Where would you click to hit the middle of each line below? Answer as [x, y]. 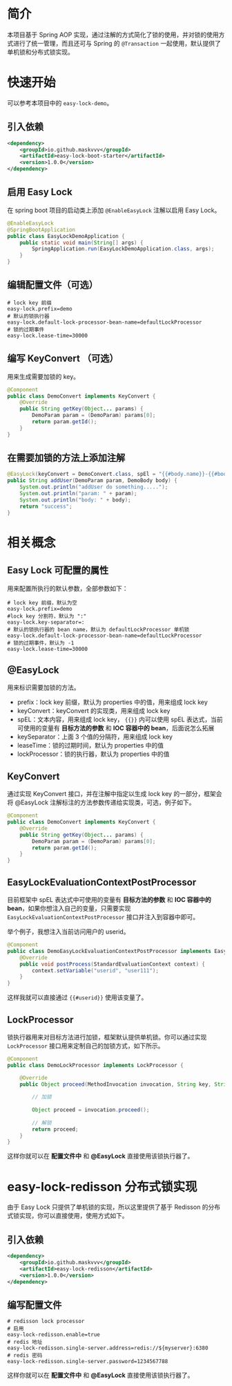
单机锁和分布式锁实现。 [40, 52]
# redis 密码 [25, 1356]
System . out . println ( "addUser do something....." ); [94, 487]
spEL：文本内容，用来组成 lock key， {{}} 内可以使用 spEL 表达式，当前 [120, 719]
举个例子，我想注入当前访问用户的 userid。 [68, 932]
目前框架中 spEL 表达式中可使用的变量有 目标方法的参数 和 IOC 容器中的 [109, 899]
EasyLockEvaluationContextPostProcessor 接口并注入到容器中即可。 [103, 917]
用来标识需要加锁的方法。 [43, 687]
